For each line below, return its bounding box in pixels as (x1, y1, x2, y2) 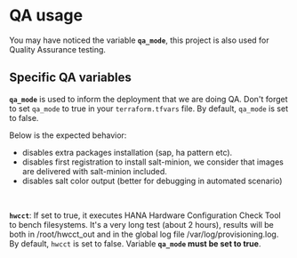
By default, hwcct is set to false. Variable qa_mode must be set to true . (9, 238, 261, 249)
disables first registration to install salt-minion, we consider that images (21, 157, 285, 167)
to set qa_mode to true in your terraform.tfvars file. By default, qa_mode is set (9, 103, 289, 114)
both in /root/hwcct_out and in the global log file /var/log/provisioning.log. (9, 229, 279, 239)
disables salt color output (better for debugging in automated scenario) (21, 175, 283, 186)
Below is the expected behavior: (9, 130, 127, 141)
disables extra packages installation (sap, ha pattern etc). (21, 147, 233, 157)
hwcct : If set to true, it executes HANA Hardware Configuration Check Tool (9, 210, 282, 221)
